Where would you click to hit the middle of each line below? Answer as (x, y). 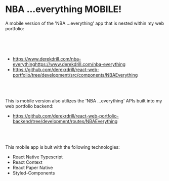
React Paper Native (33, 167)
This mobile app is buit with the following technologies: (62, 147)
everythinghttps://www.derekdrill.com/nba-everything (69, 64)
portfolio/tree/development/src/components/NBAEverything (75, 75)
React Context (27, 162)
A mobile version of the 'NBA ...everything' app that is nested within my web (85, 23)
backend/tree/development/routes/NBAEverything (65, 121)
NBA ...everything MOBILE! (64, 9)
